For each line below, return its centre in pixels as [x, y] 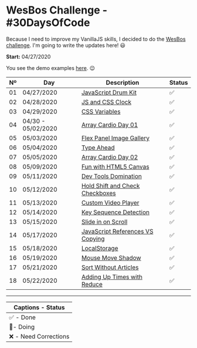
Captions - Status [39, 307]
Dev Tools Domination [111, 176]
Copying [93, 239]
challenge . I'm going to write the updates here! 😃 [66, 45]
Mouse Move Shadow [111, 257]
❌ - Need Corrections [39, 336]
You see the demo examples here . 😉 [51, 68]
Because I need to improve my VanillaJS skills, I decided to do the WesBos [96, 39]
